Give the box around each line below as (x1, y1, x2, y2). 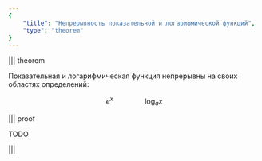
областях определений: (8, 80, 89, 89)
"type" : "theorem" (22, 26, 84, 34)
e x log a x (105, 95, 163, 108)
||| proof (8, 113, 36, 124)
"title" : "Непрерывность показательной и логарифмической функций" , (22, 19, 256, 27)
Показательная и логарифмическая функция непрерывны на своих (8, 71, 238, 80)
